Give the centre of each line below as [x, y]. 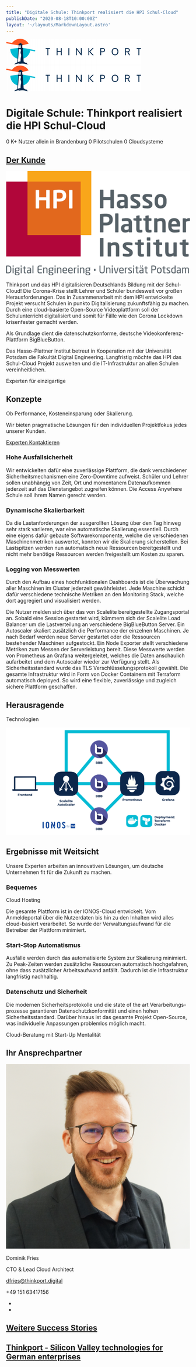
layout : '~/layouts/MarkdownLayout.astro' [58, 25]
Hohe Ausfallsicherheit [39, 457]
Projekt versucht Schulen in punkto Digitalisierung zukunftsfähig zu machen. [98, 303]
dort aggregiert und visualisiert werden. [54, 601]
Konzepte [24, 399]
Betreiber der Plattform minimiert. [46, 930]
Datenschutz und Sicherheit [47, 992]
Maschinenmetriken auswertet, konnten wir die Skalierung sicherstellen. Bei [97, 542]
